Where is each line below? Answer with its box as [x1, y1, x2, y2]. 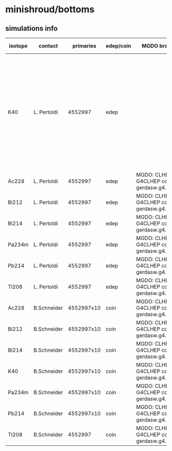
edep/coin [105, 42, 132, 49]
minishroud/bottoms [5, 4, 95, 15]
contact [38, 42, 58, 49]
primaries [72, 42, 96, 49]
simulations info [5, 24, 58, 33]
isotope [9, 42, 28, 49]
